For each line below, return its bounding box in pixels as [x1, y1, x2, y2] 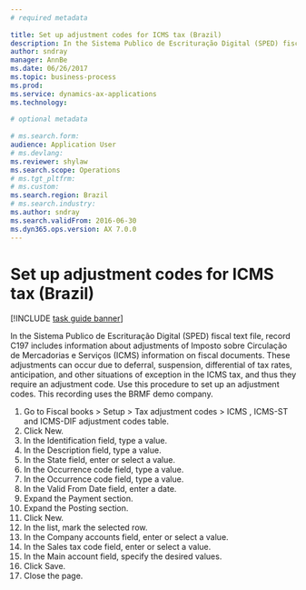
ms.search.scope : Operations [10, 165, 121, 175]
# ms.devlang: [10, 148, 64, 157]
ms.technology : [10, 97, 68, 107]
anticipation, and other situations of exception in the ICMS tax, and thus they [10, 369, 297, 380]
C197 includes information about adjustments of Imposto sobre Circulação [10, 340, 288, 351]
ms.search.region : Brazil [10, 191, 108, 200]
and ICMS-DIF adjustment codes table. [23, 415, 169, 427]
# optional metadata [10, 115, 89, 124]
